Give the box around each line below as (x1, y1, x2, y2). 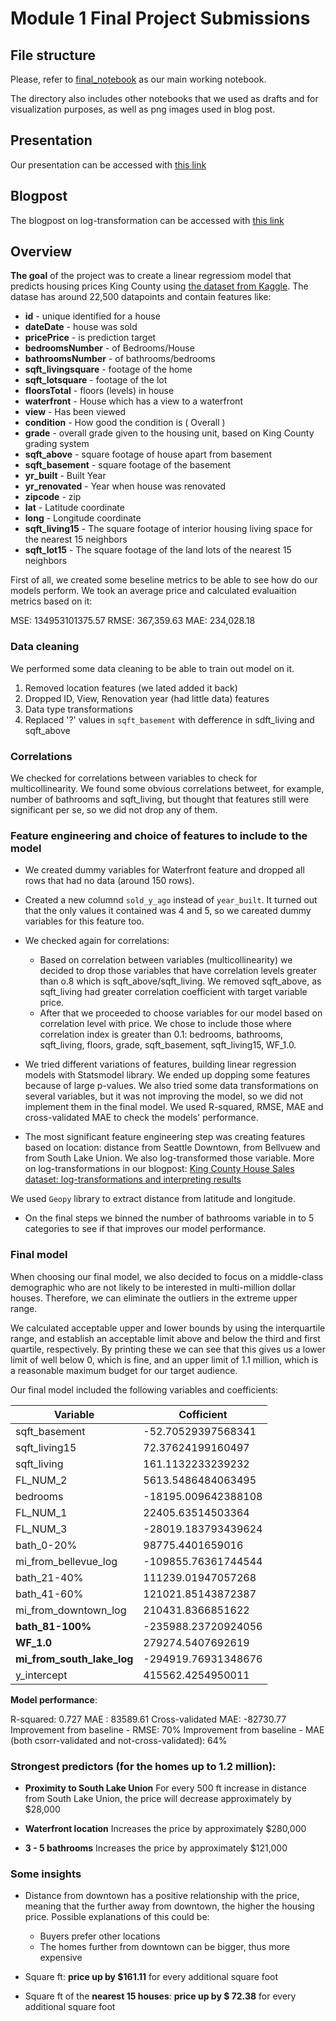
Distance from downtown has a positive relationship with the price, (24, 1890, 300, 1902)
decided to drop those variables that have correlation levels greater (39, 965, 317, 977)
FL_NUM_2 (15, 1473, 68, 1487)
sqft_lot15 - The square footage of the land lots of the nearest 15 (24, 544, 292, 556)
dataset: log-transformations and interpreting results (24, 1173, 242, 1186)
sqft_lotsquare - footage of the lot (24, 374, 168, 386)
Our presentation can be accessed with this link (10, 158, 207, 171)
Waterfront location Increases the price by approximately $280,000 (24, 1822, 307, 1834)
